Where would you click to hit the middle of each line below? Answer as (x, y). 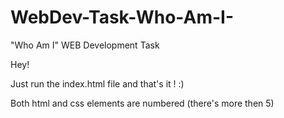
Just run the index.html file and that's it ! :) (97, 83)
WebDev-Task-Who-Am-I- (122, 17)
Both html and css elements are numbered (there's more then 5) (142, 103)
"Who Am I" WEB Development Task (85, 45)
